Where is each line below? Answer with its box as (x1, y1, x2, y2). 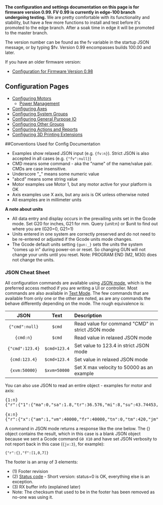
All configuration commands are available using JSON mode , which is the (5, 280, 152, 286)
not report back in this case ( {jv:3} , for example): (5, 441, 105, 447)
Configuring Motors (12, 95, 52, 101)
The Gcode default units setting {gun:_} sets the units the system (12, 241, 143, 247)
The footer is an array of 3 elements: (5, 459, 79, 465)
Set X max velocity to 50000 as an (74, 364, 153, 371)
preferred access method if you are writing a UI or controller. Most (5, 285, 138, 291)
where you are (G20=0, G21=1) (12, 226, 74, 232)
